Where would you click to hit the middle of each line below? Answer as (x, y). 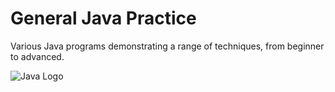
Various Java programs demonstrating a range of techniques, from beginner (167, 46)
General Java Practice (103, 18)
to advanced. (37, 56)
